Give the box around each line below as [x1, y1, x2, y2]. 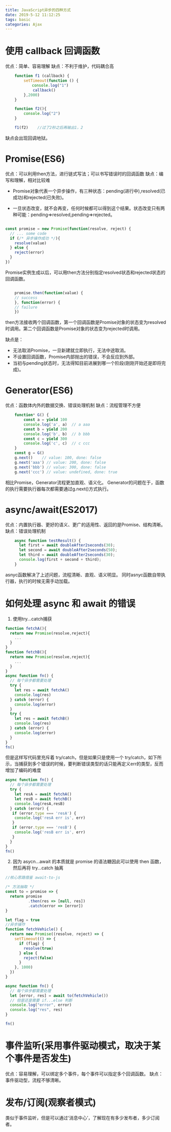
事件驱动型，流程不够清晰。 [5, 1077, 64, 1083]
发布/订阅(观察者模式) [5, 1097, 96, 1109]
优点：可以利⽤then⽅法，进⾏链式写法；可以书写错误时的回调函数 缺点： [5, 171, 159, 177]
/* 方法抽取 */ [5, 884, 35, 889]
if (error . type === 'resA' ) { [12, 811, 77, 816]
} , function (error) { [14, 300, 60, 305]
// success [14, 295, 38, 300]
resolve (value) [14, 241, 47, 246]
